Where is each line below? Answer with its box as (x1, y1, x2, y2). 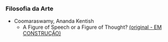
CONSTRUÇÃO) (22, 30, 61, 37)
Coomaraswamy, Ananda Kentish (13, 18, 94, 25)
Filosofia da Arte (5, 5, 54, 13)
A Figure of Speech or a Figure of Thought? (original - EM (22, 24, 162, 30)
